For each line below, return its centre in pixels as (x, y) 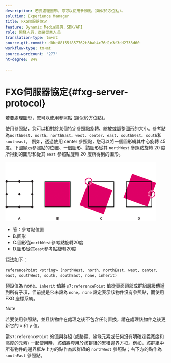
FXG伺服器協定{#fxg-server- (67, 92)
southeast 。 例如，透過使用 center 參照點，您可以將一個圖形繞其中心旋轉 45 (85, 141)
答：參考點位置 (28, 230)
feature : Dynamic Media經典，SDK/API (44, 27)
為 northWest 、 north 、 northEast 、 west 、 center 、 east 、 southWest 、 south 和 (83, 135)
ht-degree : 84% (21, 59)
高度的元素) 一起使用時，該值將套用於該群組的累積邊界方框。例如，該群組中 (85, 343)
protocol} (26, 103)
